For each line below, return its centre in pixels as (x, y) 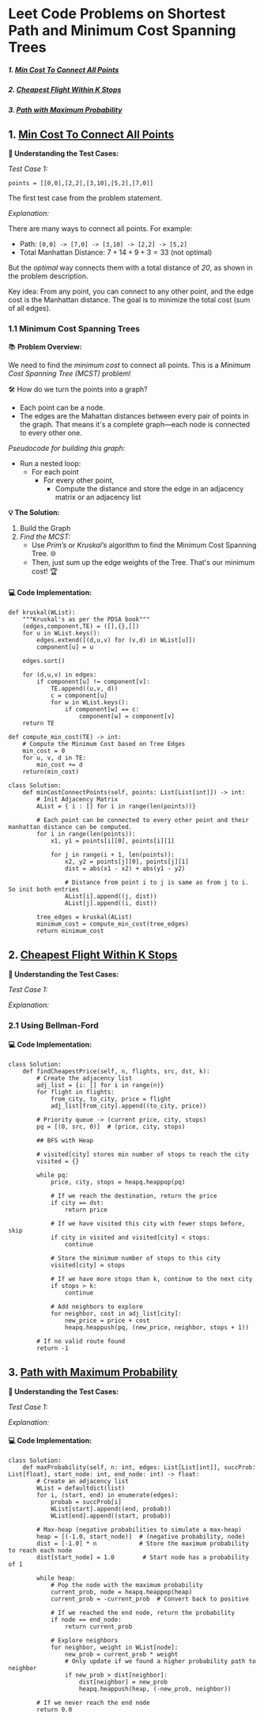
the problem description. (48, 276)
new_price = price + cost (107, 1320)
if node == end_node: (86, 1620)
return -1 (53, 1348)
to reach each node (40, 1550)
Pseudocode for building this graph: (67, 448)
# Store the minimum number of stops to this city (136, 1258)
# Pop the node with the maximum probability (126, 1585)
